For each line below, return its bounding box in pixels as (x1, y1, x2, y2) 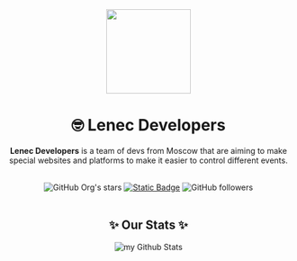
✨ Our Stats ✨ (108, 218, 189, 233)
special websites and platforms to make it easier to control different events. (9, 155, 288, 166)
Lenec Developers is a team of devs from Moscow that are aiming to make (9, 145, 288, 156)
